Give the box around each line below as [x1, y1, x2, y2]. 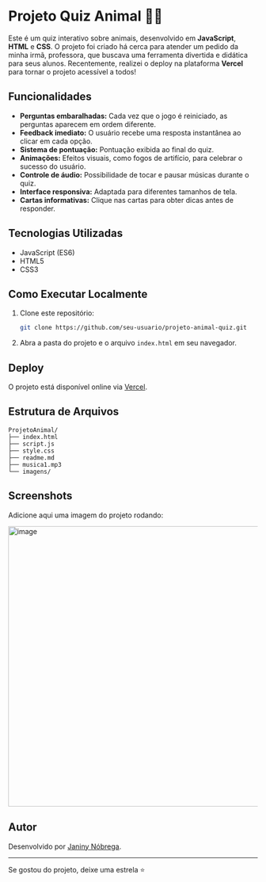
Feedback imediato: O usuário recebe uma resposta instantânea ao [19, 128, 241, 137]
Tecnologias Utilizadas [8, 227, 123, 240]
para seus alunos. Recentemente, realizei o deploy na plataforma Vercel [8, 59, 244, 68]
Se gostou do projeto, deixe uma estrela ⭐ [8, 865, 146, 874]
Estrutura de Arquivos [8, 405, 120, 418]
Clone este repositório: [19, 308, 95, 318]
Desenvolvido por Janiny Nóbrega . [8, 842, 122, 851]
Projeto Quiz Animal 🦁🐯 [8, 7, 164, 25]
